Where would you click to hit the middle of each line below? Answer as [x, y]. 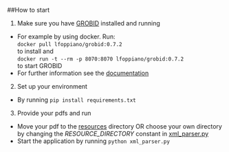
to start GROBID [40, 66]
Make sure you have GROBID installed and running [88, 23]
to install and [35, 51]
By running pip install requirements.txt [76, 100]
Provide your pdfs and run [54, 113]
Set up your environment [52, 86]
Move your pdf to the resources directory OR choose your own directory [119, 126]
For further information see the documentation [83, 73]
